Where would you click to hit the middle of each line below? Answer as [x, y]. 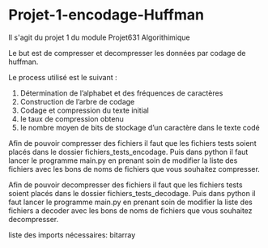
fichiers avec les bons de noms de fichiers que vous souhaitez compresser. [134, 169]
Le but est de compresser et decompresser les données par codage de [127, 53]
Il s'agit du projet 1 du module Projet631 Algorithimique [99, 37]
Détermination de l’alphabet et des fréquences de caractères [121, 93]
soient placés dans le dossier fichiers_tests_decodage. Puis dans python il [132, 193]
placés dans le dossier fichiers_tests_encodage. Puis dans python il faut [128, 152]
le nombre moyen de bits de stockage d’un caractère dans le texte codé [140, 127]
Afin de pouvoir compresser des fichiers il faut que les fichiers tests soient [132, 143]
